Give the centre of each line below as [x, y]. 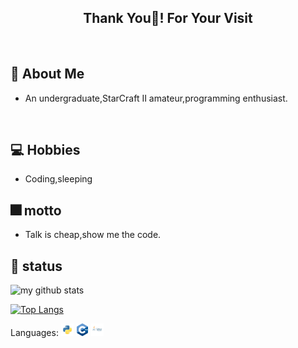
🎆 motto [36, 210]
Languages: [34, 333]
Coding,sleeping [58, 179]
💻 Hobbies [45, 150]
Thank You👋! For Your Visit [168, 18]
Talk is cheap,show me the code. [93, 235]
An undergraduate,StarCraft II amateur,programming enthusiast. [156, 98]
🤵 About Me [47, 74]
